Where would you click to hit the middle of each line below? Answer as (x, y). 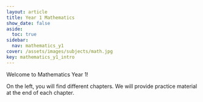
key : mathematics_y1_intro (41, 57)
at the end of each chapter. (40, 92)
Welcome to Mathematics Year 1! (47, 74)
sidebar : (17, 40)
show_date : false (28, 23)
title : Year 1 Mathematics (41, 18)
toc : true (24, 35)
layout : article (27, 12)
